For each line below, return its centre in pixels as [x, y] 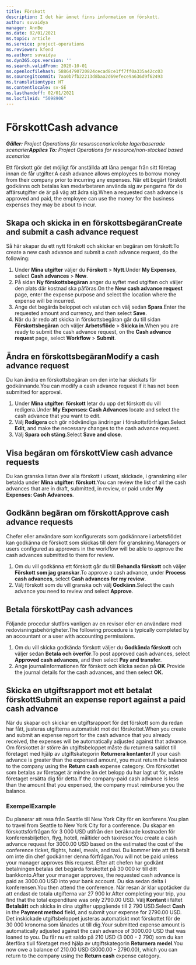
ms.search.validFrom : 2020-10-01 [47, 66]
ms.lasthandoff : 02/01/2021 [40, 93]
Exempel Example [31, 806]
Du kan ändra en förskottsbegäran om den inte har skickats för [81, 380]
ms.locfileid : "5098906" [36, 98]
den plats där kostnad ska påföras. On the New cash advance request [98, 288]
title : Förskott [26, 11]
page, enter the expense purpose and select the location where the [95, 295]
